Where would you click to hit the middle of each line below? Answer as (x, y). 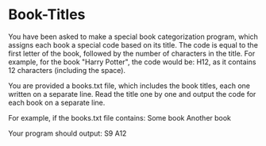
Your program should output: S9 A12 (67, 133)
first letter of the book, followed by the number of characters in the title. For (132, 53)
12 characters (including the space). (67, 70)
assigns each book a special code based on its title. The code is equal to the (133, 44)
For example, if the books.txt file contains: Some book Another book (120, 117)
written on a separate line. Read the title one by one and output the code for (132, 94)
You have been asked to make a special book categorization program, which (133, 36)
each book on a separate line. (57, 102)
